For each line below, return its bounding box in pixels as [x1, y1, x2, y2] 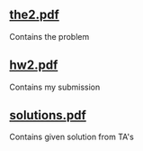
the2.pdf [9, 7, 60, 23]
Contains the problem [9, 31, 90, 42]
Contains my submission [9, 81, 101, 92]
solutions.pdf [9, 108, 87, 123]
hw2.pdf [9, 58, 58, 73]
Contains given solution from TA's [9, 131, 135, 143]
